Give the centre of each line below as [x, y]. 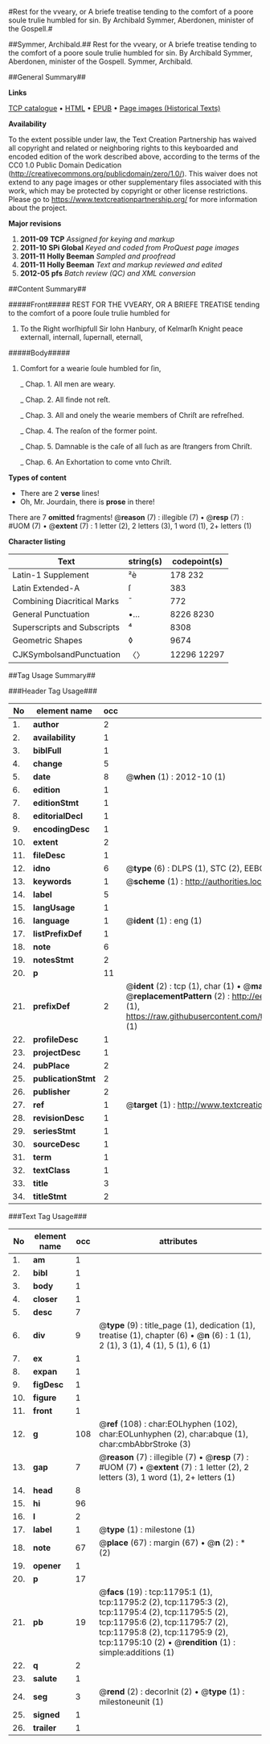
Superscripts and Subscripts [66, 627]
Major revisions [35, 223]
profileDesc [56, 1039]
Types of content [37, 477]
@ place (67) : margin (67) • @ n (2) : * [172, 1543]
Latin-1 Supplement [51, 575]
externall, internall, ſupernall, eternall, [81, 337]
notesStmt [53, 960]
